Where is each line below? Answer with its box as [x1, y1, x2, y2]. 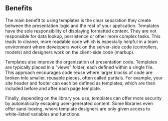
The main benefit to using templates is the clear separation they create [5, 17, 151, 23]
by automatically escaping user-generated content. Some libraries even [5, 100, 153, 106]
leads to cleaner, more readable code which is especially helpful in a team [5, 38, 158, 44]
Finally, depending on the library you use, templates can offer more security [5, 95, 162, 101]
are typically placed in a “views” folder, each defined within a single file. [5, 64, 154, 70]
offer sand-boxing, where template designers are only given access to [5, 105, 150, 111]
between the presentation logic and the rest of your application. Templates [5, 22, 159, 28]
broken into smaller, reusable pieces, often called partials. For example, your [5, 74, 163, 80]
